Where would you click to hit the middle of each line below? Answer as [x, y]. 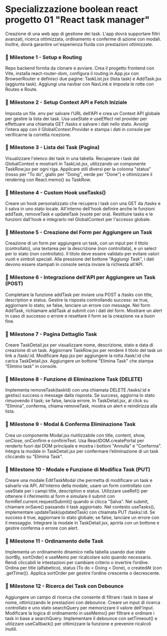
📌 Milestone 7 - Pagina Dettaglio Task [51, 334]
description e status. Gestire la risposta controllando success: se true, [77, 300]
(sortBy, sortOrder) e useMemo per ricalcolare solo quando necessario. [79, 557]
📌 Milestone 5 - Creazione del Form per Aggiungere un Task [79, 232]
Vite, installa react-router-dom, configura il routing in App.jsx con [72, 73]
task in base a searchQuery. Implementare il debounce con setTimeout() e [81, 618]
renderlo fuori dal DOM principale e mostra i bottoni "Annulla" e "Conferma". [83, 445]
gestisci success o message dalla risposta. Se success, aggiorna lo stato [80, 395]
